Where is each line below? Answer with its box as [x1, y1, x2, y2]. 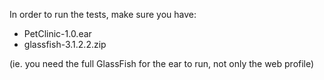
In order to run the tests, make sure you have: [9, 9, 197, 20]
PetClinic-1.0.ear [23, 28, 92, 39]
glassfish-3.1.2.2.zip [23, 39, 107, 50]
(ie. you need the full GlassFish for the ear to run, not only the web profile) [9, 58, 315, 69]
